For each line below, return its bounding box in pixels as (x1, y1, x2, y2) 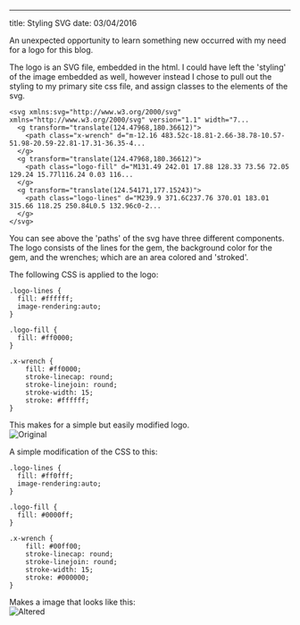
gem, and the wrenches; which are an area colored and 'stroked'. (9, 252, 249, 262)
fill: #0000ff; (17, 511, 74, 519)
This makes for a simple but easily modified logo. (9, 419, 190, 430)
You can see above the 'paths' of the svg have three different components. (9, 233, 285, 243)
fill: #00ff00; (25, 542, 82, 551)
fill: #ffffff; (17, 294, 74, 303)
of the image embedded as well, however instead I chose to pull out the (9, 72, 272, 81)
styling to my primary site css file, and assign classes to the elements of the (9, 81, 288, 91)
